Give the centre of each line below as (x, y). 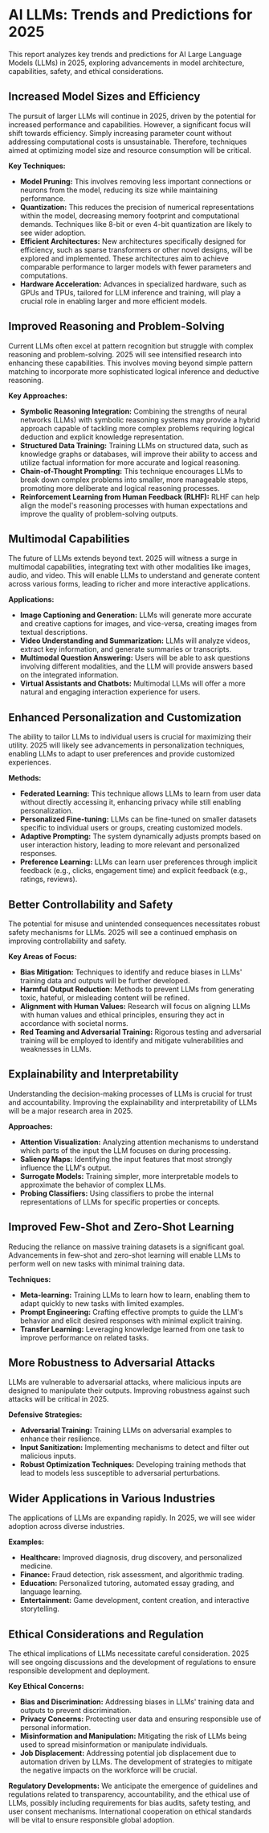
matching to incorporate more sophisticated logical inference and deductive (134, 371)
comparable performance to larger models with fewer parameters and (135, 266)
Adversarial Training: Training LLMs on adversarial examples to (126, 1431)
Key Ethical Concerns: (46, 1687)
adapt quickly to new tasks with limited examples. (102, 1303)
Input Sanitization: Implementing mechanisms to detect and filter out (134, 1448)
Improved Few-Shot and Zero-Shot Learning (121, 1227)
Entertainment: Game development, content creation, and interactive (134, 1600)
